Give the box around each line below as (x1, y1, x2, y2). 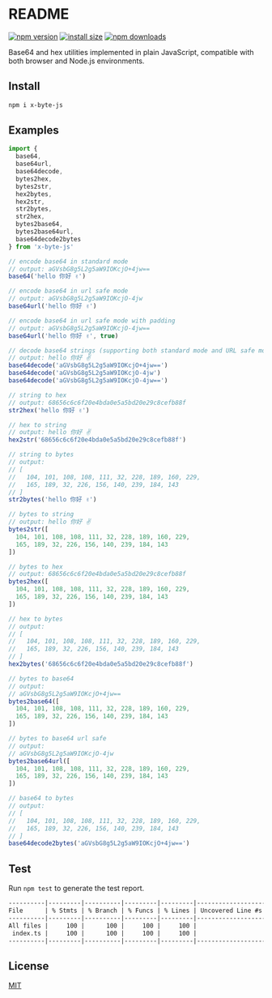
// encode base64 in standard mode (8, 257, 129, 266)
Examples (8, 123, 59, 138)
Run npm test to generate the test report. (8, 884, 145, 894)
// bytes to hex (8, 562, 63, 571)
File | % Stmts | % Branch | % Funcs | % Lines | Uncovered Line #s (8, 906, 263, 915)
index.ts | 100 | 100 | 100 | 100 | (11, 929, 198, 937)
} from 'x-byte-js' (8, 242, 74, 251)
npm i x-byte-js (8, 100, 63, 109)
